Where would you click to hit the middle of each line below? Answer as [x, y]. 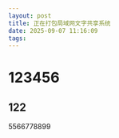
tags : [17, 38]
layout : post [30, 16]
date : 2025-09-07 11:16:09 [53, 30]
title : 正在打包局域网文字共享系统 [59, 23]
